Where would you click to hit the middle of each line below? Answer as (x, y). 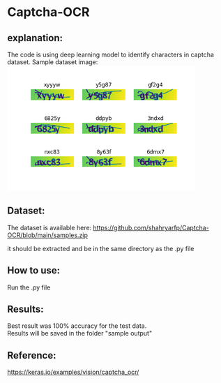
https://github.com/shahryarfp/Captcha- (151, 227)
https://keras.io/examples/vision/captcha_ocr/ (73, 372)
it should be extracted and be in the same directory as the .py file (101, 248)
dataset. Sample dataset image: (53, 62)
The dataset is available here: (49, 227)
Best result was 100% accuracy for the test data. (77, 326)
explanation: (35, 38)
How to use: (34, 270)
